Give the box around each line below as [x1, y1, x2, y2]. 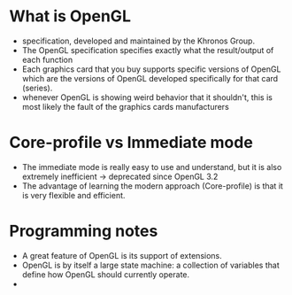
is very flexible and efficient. [21, 190, 126, 200]
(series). [21, 82, 53, 93]
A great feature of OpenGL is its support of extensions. [21, 250, 223, 260]
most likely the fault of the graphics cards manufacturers [21, 101, 230, 112]
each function [21, 54, 73, 65]
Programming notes [9, 221, 158, 241]
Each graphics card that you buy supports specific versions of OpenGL [21, 64, 281, 74]
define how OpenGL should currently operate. [21, 268, 190, 280]
